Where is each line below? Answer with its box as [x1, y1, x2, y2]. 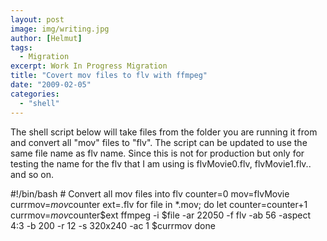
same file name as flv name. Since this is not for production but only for [10, 147, 305, 159]
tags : [10, 42, 33, 53]
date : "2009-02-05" [10, 80, 92, 90]
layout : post [10, 14, 65, 25]
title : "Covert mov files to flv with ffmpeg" [10, 71, 208, 81]
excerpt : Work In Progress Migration [10, 61, 168, 71]
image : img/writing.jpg [10, 24, 110, 34]
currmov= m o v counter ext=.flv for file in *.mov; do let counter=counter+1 [10, 198, 308, 210]
